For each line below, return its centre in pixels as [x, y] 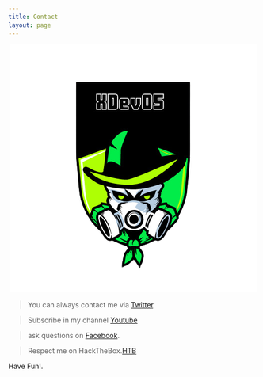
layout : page [30, 25]
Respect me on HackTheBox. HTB [82, 350]
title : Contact [33, 17]
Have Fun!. [26, 366]
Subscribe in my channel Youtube [82, 320]
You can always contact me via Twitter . [91, 304]
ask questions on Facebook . [74, 335]
